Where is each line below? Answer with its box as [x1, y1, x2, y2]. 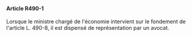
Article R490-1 [6, 5, 44, 12]
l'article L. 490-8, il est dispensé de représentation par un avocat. [6, 24, 170, 32]
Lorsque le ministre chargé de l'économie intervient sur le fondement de [6, 18, 186, 25]
